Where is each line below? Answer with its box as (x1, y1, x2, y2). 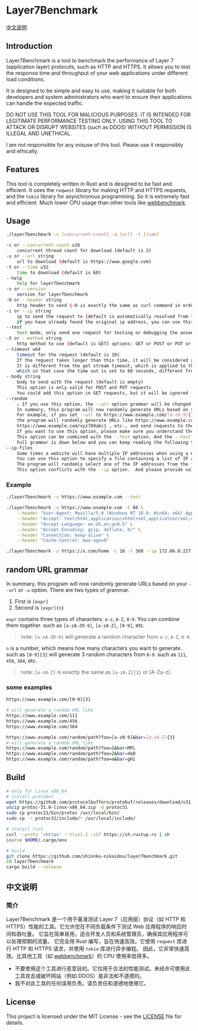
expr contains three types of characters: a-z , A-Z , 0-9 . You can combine (6, 615, 180, 622)
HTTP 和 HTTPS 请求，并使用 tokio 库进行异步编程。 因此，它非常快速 (12, 945, 184, 952)
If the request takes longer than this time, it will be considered (16, 357, 189, 363)
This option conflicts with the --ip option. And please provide (16, 467, 183, 473)
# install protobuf (6, 794, 54, 799)
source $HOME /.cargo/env (6, 837, 67, 843)
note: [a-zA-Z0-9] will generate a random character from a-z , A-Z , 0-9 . (20, 633, 191, 640)
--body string (6, 374, 41, 380)
